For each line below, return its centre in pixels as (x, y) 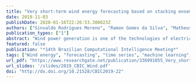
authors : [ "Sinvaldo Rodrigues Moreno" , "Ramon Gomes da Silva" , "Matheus (99, 28)
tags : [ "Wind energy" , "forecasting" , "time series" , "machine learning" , (99, 55)
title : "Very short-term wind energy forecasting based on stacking (91, 11)
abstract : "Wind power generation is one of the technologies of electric (99, 39)
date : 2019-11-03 (27, 17)
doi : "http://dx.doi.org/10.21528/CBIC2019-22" (65, 71)
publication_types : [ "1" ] (37, 33)
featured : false (26, 44)
